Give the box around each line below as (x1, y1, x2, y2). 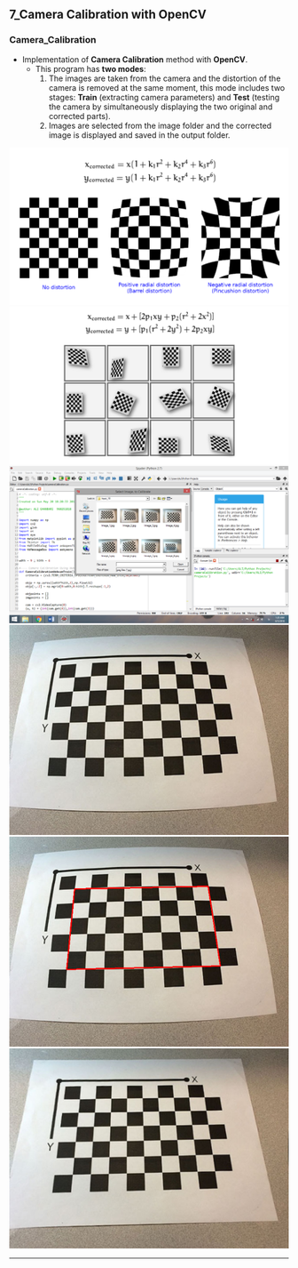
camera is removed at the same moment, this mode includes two (48, 82, 286, 92)
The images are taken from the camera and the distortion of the (48, 73, 281, 84)
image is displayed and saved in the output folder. (48, 129, 231, 140)
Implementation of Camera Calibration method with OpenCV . (21, 53, 248, 65)
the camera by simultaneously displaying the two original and (48, 101, 273, 112)
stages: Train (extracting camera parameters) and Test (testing (48, 92, 280, 102)
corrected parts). (48, 110, 111, 121)
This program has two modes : (35, 63, 146, 74)
